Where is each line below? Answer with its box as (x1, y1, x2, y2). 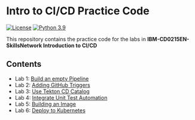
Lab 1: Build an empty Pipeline (14, 75, 89, 82)
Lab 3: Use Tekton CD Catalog (14, 88, 90, 95)
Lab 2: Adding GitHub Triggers (14, 81, 91, 88)
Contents (6, 59, 42, 69)
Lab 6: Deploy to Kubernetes (14, 106, 86, 114)
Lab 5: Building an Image (14, 100, 77, 107)
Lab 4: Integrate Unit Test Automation (14, 94, 108, 101)
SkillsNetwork (6, 42, 42, 49)
